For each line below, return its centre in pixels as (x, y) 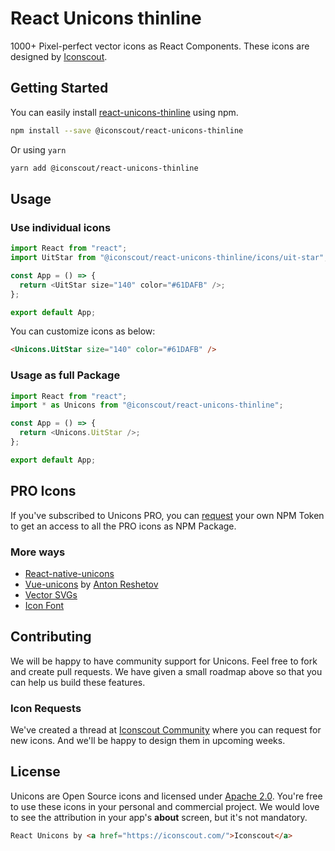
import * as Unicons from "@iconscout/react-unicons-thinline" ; (147, 405)
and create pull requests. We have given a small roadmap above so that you (166, 671)
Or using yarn (38, 149)
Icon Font (44, 605)
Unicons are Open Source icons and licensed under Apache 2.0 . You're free (166, 796)
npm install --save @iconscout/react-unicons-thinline (127, 130)
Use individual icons (61, 227)
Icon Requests (46, 708)
